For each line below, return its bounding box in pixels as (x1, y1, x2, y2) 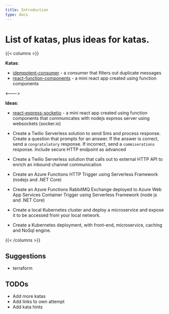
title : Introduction (5, 7, 49, 13)
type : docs (5, 12, 28, 17)
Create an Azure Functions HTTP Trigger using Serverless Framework (12, 171, 158, 177)
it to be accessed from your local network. (12, 212, 101, 218)
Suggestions (5, 252, 46, 260)
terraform (12, 265, 33, 271)
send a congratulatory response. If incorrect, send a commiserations (12, 141, 155, 147)
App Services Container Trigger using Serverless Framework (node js (12, 192, 157, 198)
